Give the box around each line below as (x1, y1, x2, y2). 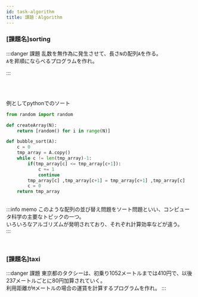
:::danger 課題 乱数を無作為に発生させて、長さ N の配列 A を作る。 (6, 50, 162, 57)
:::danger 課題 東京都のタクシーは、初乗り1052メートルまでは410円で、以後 (6, 270, 193, 277)
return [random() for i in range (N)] (17, 128, 111, 134)
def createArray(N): (6, 122, 58, 128)
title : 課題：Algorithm (6, 14, 63, 20)
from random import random (6, 111, 73, 117)
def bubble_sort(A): (6, 139, 58, 145)
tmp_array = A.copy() (17, 150, 70, 156)
